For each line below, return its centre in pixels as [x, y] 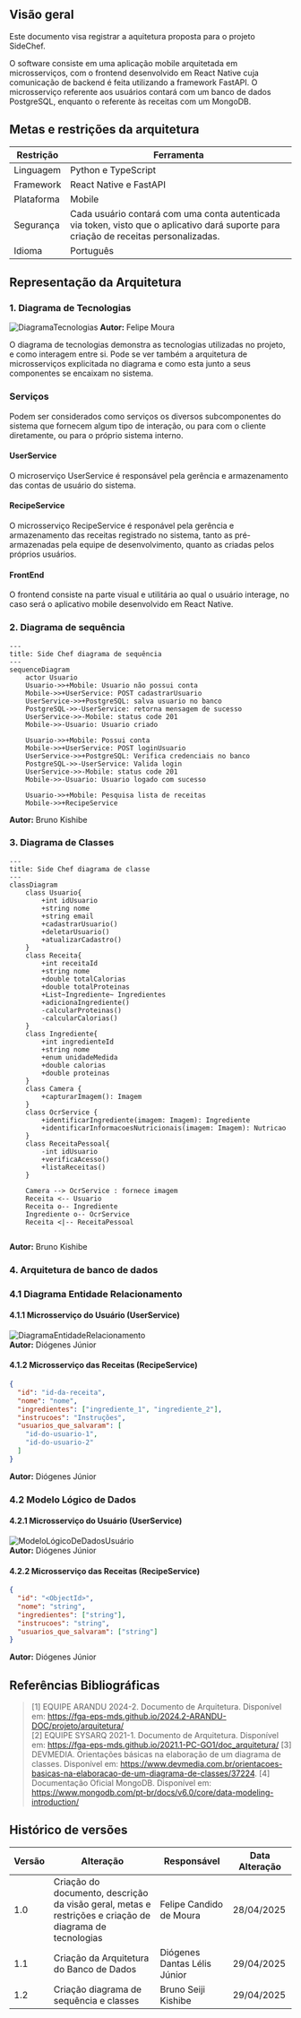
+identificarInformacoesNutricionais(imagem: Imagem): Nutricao [164, 1128]
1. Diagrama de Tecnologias [70, 307]
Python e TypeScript [113, 169]
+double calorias [73, 1065]
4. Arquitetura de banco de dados [84, 1269]
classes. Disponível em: [75, 1764]
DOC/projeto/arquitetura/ [77, 1726]
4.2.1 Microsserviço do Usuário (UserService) [96, 1521]
